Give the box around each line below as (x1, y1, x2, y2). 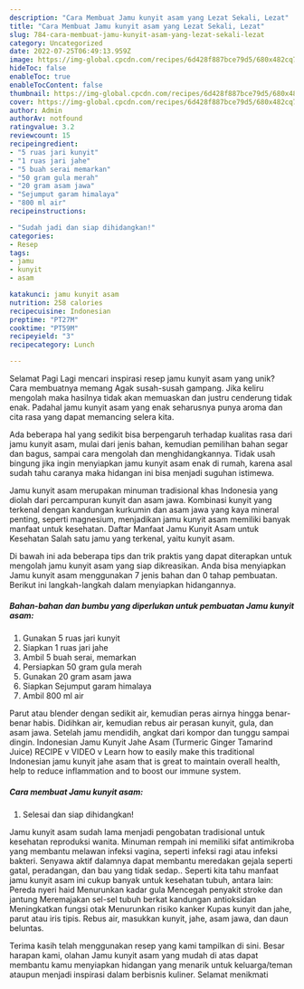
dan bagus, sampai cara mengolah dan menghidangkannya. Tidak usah (9, 449, 276, 459)
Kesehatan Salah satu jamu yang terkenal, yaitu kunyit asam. (9, 533, 235, 544)
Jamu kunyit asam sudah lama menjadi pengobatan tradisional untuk (9, 826, 265, 837)
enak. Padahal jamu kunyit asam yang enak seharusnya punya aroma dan (9, 402, 283, 413)
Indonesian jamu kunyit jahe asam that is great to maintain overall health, (9, 756, 280, 766)
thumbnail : (9, 89, 51, 98)
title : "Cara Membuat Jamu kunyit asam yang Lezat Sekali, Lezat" (9, 22, 265, 31)
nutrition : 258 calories (9, 298, 103, 308)
